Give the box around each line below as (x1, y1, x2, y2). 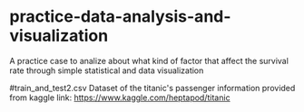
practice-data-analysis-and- (9, 6, 231, 27)
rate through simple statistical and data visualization (9, 65, 204, 76)
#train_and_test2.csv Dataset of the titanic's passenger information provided (9, 82, 296, 93)
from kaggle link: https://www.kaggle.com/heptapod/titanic (9, 92, 230, 103)
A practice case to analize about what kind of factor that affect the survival (9, 55, 289, 66)
